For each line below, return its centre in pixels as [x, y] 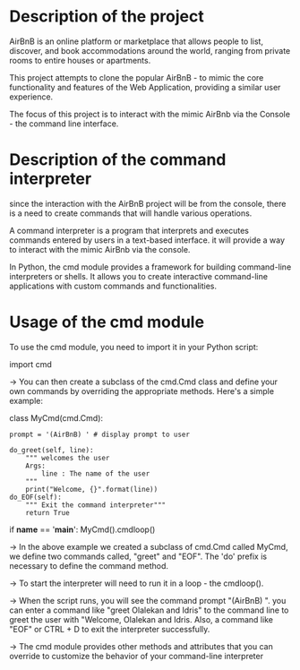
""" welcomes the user [68, 458]
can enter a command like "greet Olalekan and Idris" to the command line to [149, 610]
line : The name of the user [96, 473]
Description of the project [107, 17]
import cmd [30, 364]
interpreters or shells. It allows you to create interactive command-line [139, 276]
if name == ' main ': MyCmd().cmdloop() [82, 529]
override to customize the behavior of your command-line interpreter [137, 656]
